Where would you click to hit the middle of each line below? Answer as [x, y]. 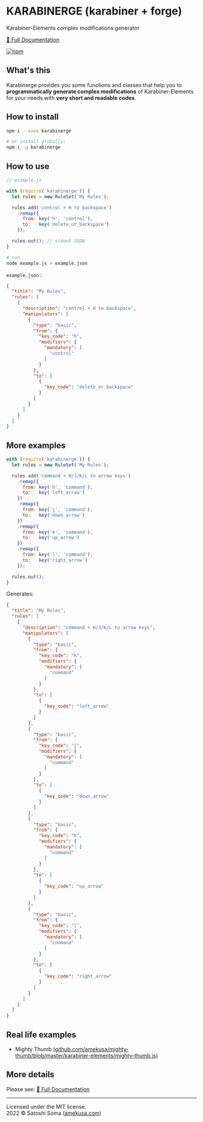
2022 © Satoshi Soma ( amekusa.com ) [54, 1113]
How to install [33, 117]
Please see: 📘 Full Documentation [48, 1089]
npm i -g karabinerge [34, 147]
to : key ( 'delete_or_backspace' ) [66, 225]
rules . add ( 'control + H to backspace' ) [62, 208]
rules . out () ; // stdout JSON [48, 241]
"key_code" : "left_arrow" [77, 706]
